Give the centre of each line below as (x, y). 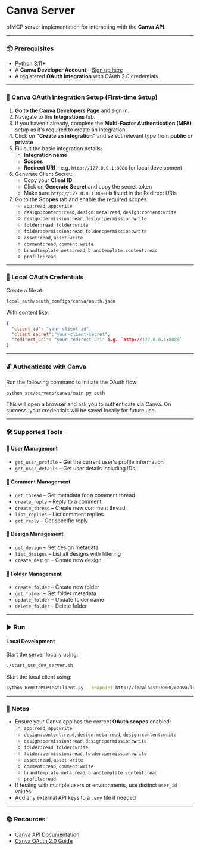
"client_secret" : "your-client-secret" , (61, 334)
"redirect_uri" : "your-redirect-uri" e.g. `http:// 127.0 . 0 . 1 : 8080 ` (97, 340)
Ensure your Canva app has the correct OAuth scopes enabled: (93, 722)
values (23, 792)
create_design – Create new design (58, 560)
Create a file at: (25, 290)
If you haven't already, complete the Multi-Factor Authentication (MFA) (103, 123)
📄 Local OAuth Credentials (45, 277)
